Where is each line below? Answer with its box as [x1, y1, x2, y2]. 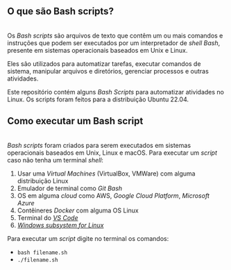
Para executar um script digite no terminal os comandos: [7, 234, 169, 242]
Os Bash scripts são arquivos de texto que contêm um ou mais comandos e [7, 31, 223, 40]
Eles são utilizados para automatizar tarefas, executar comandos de [7, 59, 201, 68]
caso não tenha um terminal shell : [7, 155, 104, 164]
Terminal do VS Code [17, 213, 78, 221]
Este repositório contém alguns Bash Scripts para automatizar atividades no [7, 87, 224, 96]
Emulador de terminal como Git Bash [17, 184, 123, 192]
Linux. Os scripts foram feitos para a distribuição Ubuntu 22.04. [7, 95, 189, 103]
